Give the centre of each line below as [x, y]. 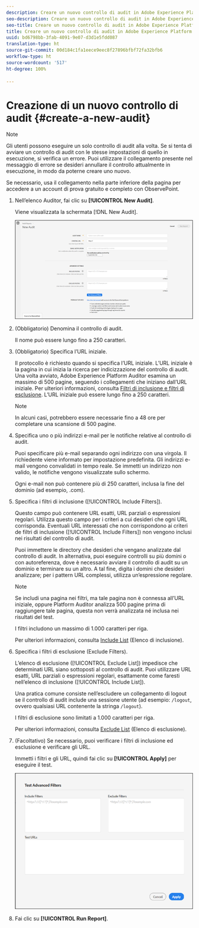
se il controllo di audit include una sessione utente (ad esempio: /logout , [103, 700]
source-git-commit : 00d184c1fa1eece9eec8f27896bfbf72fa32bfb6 [84, 50]
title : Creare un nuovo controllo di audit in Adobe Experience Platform [99, 31]
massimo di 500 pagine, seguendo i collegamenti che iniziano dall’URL [101, 382]
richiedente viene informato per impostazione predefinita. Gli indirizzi [99, 460]
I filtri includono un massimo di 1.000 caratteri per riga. [81, 629]
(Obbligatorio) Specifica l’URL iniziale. [61, 352]
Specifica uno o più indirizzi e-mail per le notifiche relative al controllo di [103, 435]
